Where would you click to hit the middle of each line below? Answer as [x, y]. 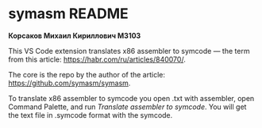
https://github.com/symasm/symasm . [69, 83]
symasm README [68, 14]
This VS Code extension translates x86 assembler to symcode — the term [129, 51]
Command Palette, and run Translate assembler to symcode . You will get [127, 107]
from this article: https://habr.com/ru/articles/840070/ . [97, 59]
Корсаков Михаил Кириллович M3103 [75, 36]
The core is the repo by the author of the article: [87, 74]
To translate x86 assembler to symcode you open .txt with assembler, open [131, 98]
